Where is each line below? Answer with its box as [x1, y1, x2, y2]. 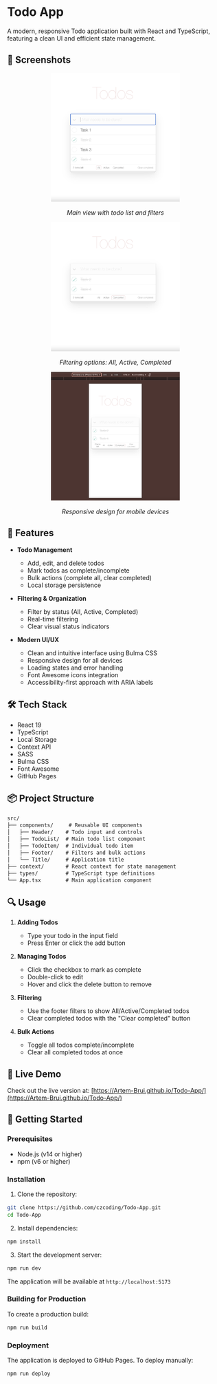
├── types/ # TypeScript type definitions [7, 870, 155, 877]
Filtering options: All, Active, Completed [59, 358, 172, 366]
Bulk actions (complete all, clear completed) [27, 573, 152, 582]
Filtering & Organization [16, 594, 87, 602]
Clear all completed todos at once [27, 1048, 124, 1056]
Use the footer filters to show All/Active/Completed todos [27, 1007, 190, 1015]
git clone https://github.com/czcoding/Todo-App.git [7, 1204, 161, 1211]
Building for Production [7, 1295, 87, 1304]
